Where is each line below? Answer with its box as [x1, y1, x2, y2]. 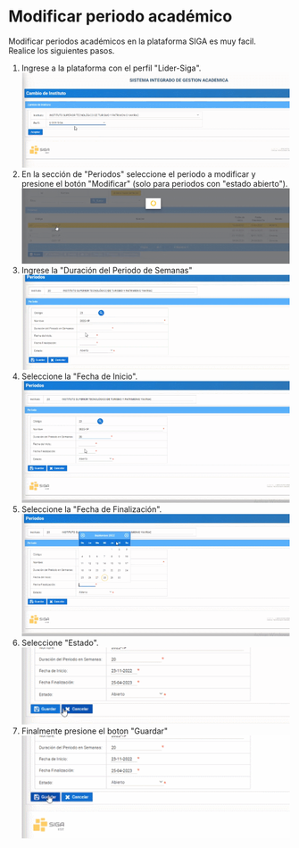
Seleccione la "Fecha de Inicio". [21, 371, 138, 382]
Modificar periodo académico [8, 6, 233, 27]
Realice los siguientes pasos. [8, 45, 115, 55]
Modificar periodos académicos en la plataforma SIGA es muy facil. [8, 36, 256, 46]
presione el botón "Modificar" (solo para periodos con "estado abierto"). [21, 178, 288, 189]
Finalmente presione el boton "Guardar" [21, 726, 169, 736]
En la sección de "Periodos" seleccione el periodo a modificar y [21, 168, 256, 180]
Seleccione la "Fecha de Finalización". [21, 504, 162, 515]
